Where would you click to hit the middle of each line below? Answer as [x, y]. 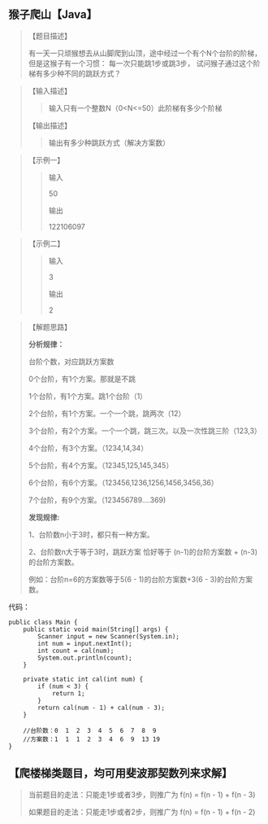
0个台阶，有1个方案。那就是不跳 [82, 379]
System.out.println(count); [85, 658]
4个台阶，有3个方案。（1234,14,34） [88, 448]
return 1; [68, 693]
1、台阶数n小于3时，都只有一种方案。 [91, 534]
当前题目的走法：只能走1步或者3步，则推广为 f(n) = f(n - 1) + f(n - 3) [142, 794]
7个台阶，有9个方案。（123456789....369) [97, 500]
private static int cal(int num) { [83, 679]
